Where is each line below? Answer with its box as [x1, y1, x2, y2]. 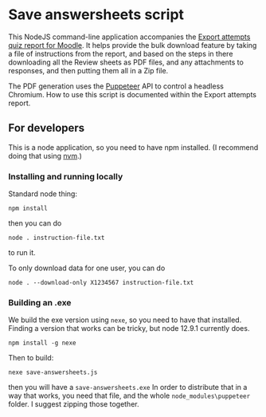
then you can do [8, 218, 62, 228]
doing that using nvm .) [8, 151, 82, 160]
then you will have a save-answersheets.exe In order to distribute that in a [8, 383, 248, 392]
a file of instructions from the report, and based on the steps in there [8, 49, 233, 58]
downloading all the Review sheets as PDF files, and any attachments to [8, 57, 244, 67]
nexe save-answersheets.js [8, 368, 98, 376]
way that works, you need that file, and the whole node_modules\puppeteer [8, 391, 251, 400]
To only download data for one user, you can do [8, 263, 166, 273]
